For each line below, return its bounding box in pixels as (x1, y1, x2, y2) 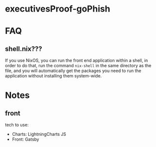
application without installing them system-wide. (5, 73, 102, 79)
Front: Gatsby (12, 136, 40, 142)
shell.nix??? (5, 44, 42, 53)
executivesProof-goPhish (5, 3, 110, 15)
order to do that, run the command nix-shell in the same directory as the (5, 63, 152, 69)
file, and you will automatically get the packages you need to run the (5, 68, 141, 73)
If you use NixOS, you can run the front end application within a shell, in (5, 58, 148, 63)
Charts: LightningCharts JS (12, 132, 66, 137)
